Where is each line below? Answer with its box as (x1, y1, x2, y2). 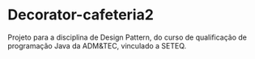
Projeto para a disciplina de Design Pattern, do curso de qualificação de (7, 32, 248, 42)
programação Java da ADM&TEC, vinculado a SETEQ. (7, 40, 187, 50)
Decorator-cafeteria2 (7, 6, 155, 24)
